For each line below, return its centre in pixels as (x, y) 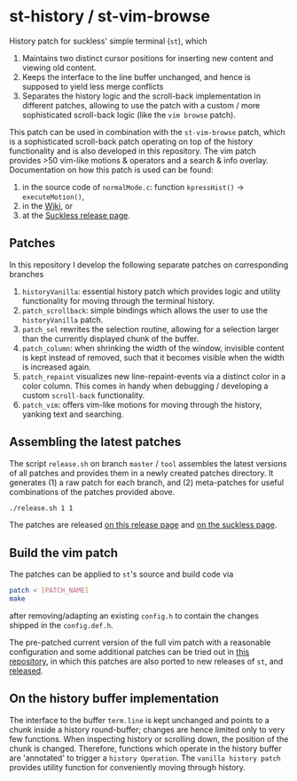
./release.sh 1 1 (41, 508)
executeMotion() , (53, 196)
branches (27, 274)
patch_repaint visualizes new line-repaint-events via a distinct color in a (154, 376)
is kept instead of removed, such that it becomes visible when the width (153, 357)
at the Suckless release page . (76, 215)
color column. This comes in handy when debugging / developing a (145, 386)
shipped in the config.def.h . (61, 625)
